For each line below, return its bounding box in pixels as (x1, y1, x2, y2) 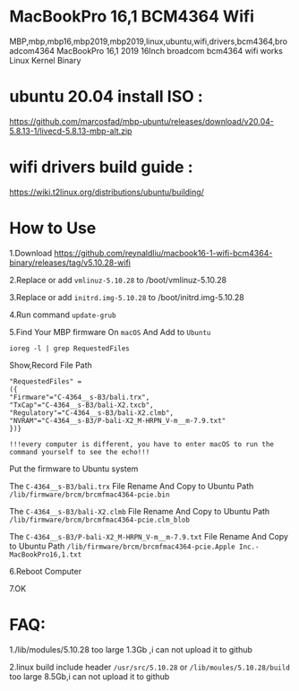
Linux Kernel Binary (9, 55, 81, 65)
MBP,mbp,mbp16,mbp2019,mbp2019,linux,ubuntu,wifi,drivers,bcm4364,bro (9, 36, 288, 47)
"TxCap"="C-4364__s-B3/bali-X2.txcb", (9, 401, 154, 410)
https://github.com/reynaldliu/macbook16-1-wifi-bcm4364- (54, 247, 273, 258)
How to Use (9, 218, 97, 238)
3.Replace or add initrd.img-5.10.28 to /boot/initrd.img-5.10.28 (9, 291, 244, 302)
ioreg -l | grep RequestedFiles (9, 343, 130, 353)
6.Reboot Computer (9, 566, 82, 576)
